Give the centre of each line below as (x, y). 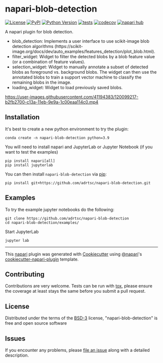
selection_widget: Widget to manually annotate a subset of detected (80, 67)
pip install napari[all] (30, 161)
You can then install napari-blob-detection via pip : (56, 174)
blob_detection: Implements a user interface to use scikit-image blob (81, 41)
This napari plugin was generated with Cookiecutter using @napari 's (73, 254)
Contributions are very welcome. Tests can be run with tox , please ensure (79, 286)
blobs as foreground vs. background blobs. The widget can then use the (84, 72)
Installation (22, 117)
